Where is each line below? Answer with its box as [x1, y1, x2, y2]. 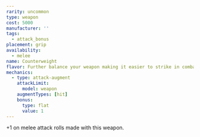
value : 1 [21, 108, 44, 114]
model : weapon [21, 86, 58, 92]
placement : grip [6, 42, 46, 48]
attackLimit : [17, 81, 49, 87]
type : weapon [6, 14, 39, 20]
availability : [6, 47, 42, 53]
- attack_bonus [11, 36, 49, 42]
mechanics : [6, 69, 33, 75]
